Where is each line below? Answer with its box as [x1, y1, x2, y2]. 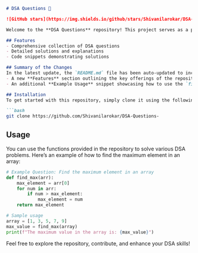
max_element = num [37, 196, 83, 203]
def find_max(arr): [6, 175, 54, 180]
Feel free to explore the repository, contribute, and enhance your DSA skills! [6, 239, 190, 247]
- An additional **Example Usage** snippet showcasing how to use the [6, 81, 183, 87]
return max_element [16, 202, 65, 208]
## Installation [6, 91, 46, 97]
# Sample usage [6, 213, 44, 219]
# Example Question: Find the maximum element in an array [6, 169, 154, 175]
